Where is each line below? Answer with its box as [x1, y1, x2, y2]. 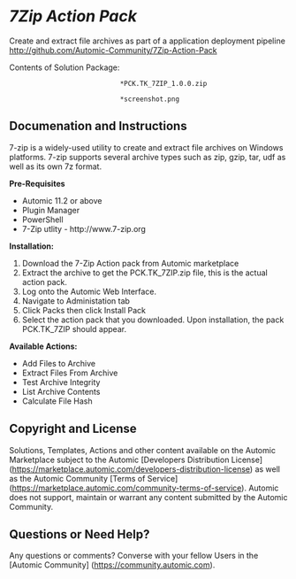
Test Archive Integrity [21, 376, 101, 387]
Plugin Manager [21, 205, 80, 215]
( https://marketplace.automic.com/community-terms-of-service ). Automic [9, 482, 279, 493]
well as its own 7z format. [9, 161, 102, 172]
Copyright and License [9, 421, 137, 436]
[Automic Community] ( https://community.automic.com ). [9, 560, 216, 570]
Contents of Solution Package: [9, 62, 120, 73]
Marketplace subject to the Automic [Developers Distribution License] [9, 454, 263, 465]
